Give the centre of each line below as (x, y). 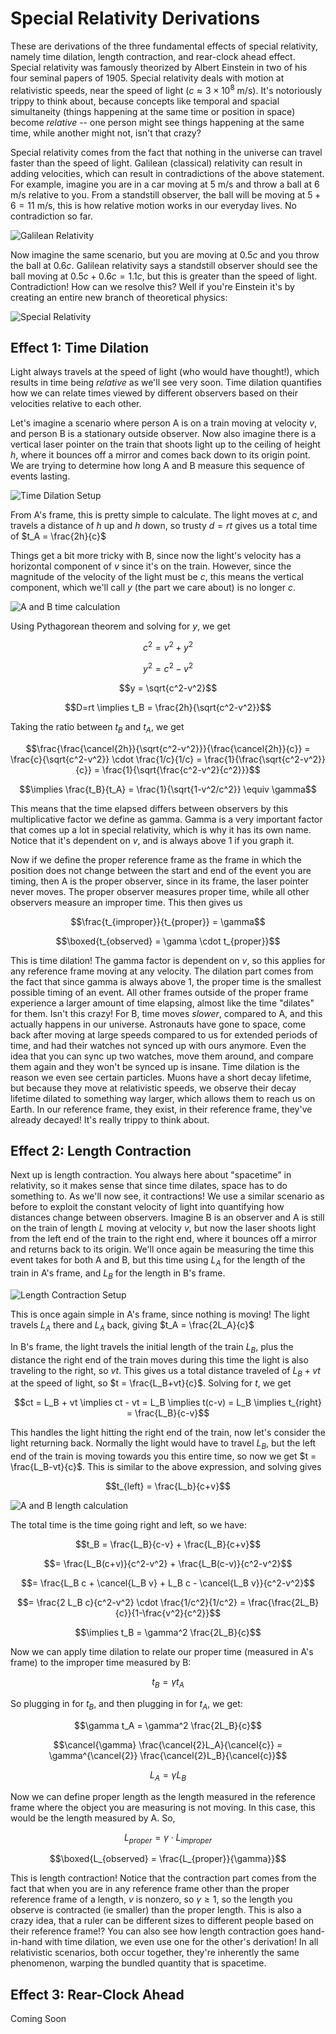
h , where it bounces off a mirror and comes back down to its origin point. (160, 455)
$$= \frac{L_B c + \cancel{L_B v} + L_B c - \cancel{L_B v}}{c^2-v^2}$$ (168, 1583)
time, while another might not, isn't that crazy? (106, 133)
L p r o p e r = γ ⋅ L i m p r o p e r (168, 1838)
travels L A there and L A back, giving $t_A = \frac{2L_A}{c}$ (132, 1325)
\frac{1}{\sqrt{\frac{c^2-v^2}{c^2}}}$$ (181, 769)
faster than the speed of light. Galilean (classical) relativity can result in (156, 163)
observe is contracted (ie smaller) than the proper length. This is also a (156, 1910)
